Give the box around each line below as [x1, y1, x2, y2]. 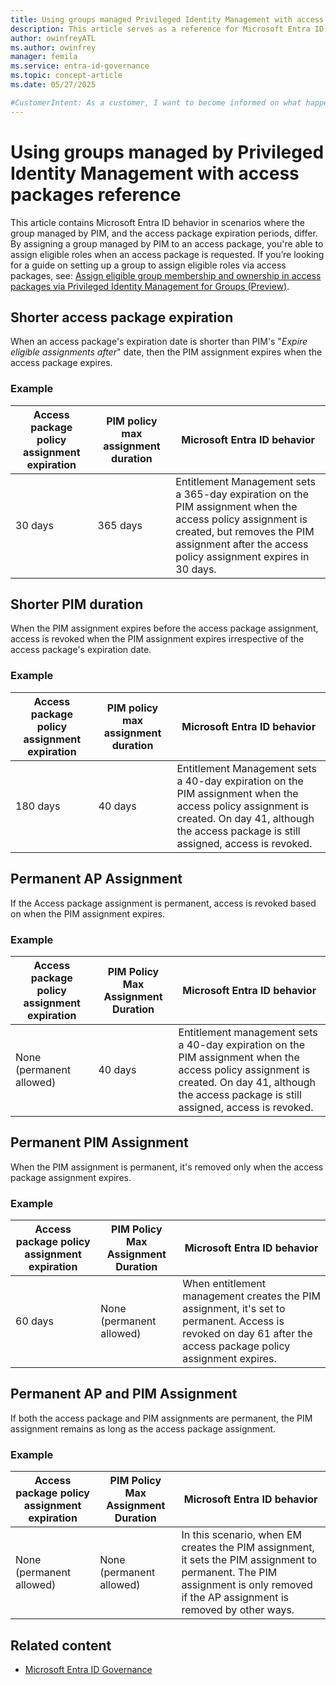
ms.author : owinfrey [10, 42, 97, 53]
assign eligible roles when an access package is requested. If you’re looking [10, 248, 325, 260]
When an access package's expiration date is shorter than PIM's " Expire [10, 336, 308, 348]
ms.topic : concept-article [10, 71, 123, 81]
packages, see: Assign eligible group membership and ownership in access [10, 269, 322, 281]
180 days [15, 799, 61, 813]
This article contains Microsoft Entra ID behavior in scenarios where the [10, 216, 306, 228]
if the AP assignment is [181, 1591, 290, 1605]
